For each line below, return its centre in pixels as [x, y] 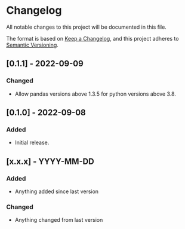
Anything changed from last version [59, 220]
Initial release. [32, 143]
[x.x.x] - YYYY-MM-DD [50, 161]
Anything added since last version [57, 191]
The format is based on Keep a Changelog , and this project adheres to [92, 38]
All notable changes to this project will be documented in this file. [87, 27]
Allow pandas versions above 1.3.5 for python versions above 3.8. [95, 94]
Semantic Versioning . [32, 45]
